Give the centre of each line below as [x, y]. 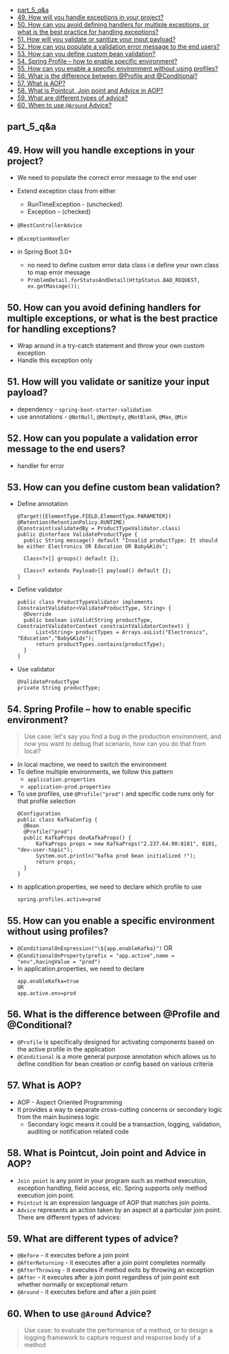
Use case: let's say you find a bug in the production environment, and [122, 736]
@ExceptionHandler [43, 239]
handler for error [41, 465]
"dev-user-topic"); [45, 850]
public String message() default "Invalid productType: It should [121, 540]
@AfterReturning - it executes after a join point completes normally [111, 1263]
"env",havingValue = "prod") [59, 962]
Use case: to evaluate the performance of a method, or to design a [118, 1331]
